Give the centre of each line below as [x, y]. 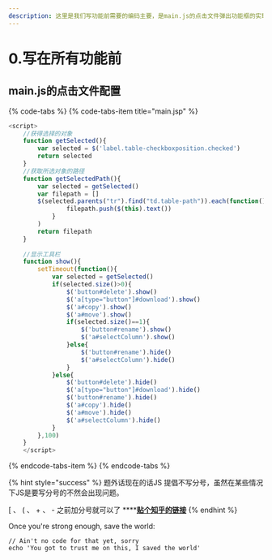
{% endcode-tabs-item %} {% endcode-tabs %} [89, 466]
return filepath [65, 231]
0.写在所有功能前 [65, 58]
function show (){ [52, 262]
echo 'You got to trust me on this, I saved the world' [104, 549]
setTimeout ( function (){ [77, 269]
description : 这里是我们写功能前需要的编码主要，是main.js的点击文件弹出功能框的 [132, 16]
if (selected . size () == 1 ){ [108, 322]
